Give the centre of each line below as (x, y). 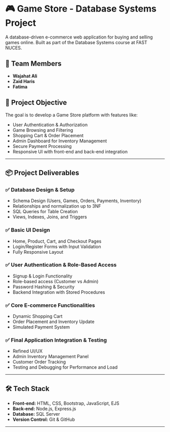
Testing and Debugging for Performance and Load (65, 367)
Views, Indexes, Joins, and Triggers (50, 217)
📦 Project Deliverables (42, 172)
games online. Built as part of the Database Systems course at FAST (76, 42)
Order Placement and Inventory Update (53, 322)
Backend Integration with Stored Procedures (59, 292)
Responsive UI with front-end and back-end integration (70, 151)
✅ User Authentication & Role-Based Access (61, 265)
